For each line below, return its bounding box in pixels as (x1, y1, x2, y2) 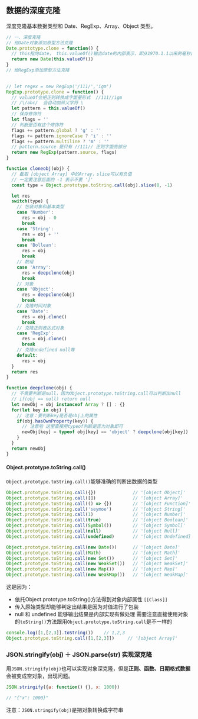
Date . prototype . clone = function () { (6, 45, 99, 51)
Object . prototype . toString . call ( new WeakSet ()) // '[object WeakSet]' (6, 561, 189, 567)
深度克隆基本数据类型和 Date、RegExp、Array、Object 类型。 (6, 22, 156, 30)
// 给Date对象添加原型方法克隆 (6, 40, 73, 46)
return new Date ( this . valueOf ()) (11, 56, 94, 62)
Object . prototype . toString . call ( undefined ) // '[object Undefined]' (6, 533, 194, 540)
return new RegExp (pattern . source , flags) (11, 150, 117, 156)
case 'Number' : (16, 209, 54, 215)
